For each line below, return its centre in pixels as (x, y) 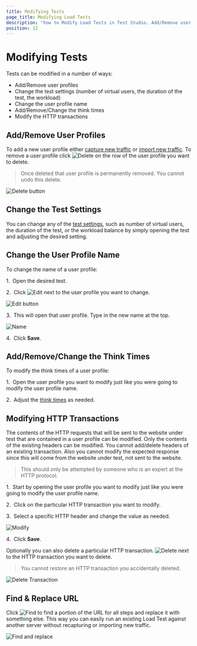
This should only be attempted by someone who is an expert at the (102, 469)
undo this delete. (41, 180)
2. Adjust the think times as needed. (51, 400)
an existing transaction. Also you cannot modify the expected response (93, 452)
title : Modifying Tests (35, 12)
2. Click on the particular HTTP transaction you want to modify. (83, 505)
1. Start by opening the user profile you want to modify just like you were (95, 487)
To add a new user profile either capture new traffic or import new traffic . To (99, 149)
